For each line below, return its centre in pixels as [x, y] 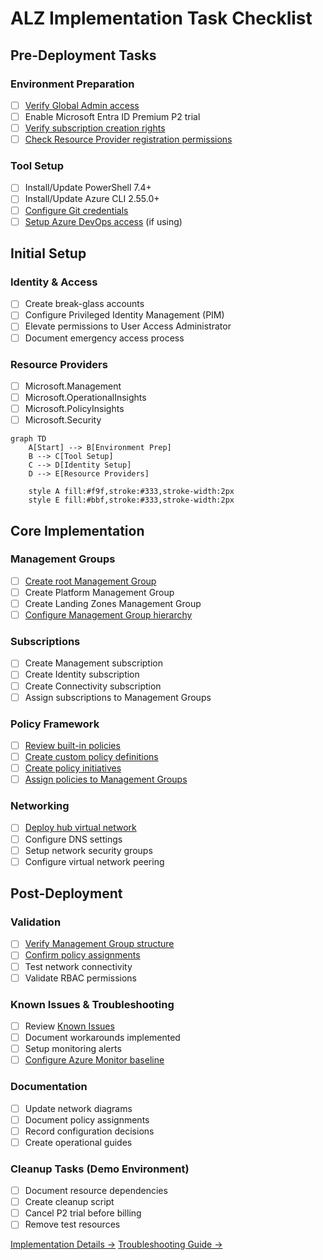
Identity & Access [54, 282]
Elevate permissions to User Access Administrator [128, 326]
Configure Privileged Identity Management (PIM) [124, 315]
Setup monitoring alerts [73, 1049]
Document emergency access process [104, 338]
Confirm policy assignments [82, 955]
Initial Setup [48, 253]
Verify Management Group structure [99, 944]
